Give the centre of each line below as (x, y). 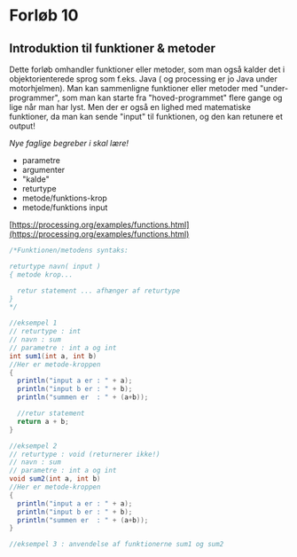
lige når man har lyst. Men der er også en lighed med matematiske (130, 107)
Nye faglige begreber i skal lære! (69, 143)
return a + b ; (43, 421)
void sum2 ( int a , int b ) (55, 479)
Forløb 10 (44, 16)
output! (22, 126)
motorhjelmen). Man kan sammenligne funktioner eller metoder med (134, 88)
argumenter (43, 170)
